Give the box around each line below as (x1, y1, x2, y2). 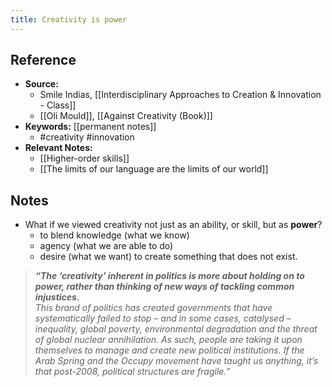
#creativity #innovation (39, 131, 135, 143)
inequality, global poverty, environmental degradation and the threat (34, 323, 318, 335)
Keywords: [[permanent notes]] (24, 121, 157, 133)
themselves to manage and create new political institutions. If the (34, 344, 305, 356)
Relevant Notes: (24, 142, 93, 154)
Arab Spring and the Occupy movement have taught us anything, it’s (34, 355, 319, 367)
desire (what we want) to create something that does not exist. (39, 251, 298, 263)
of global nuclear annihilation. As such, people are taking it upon (34, 334, 303, 346)
